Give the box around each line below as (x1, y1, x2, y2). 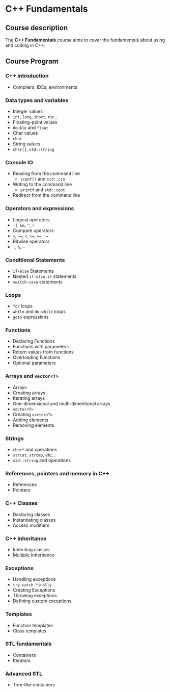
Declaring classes (12, 511, 50, 518)
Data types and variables (5, 96, 69, 104)
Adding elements (12, 417, 49, 423)
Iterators (12, 657, 31, 663)
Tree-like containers (12, 682, 55, 688)
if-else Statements (12, 268, 54, 274)
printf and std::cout (20, 187, 65, 193)
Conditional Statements (5, 256, 65, 263)
